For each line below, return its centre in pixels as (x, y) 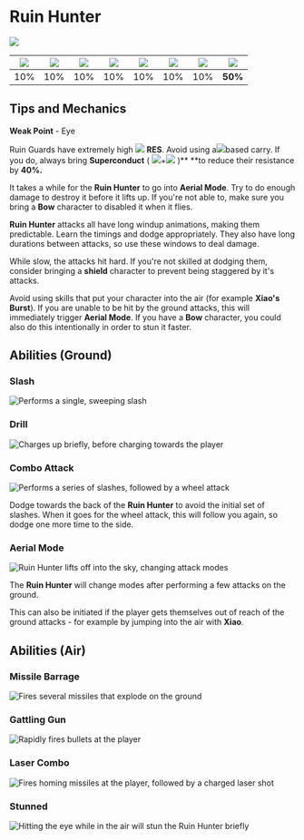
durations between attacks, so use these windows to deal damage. (134, 243)
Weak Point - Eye (42, 131)
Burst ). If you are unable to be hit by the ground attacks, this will (130, 308)
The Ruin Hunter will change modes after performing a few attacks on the (147, 585)
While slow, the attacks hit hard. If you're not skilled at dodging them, (138, 261)
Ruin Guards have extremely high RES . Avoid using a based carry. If (145, 149)
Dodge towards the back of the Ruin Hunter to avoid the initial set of (137, 505)
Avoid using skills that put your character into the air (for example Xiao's (145, 298)
